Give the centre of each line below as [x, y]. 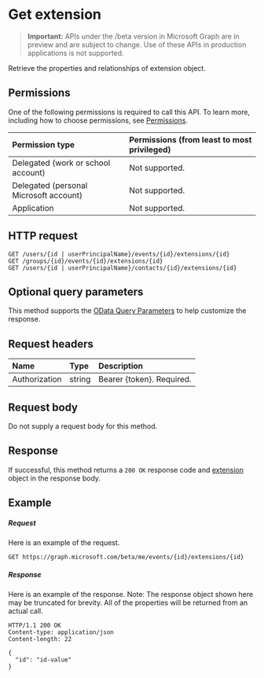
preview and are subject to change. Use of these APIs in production [137, 44]
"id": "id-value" [44, 660]
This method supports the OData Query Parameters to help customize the [127, 311]
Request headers [51, 344]
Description [121, 366]
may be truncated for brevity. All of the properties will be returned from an [128, 602]
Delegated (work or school [61, 163]
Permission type [44, 145]
